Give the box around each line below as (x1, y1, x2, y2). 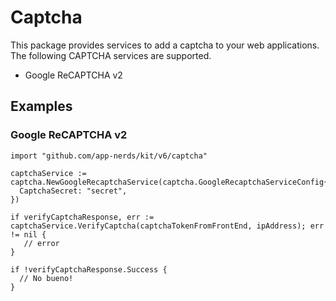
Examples (10, 98, 73, 115)
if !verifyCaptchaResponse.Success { (10, 264, 168, 275)
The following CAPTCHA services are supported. (10, 49, 212, 61)
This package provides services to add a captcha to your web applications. (10, 39, 320, 51)
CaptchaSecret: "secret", (19, 186, 128, 196)
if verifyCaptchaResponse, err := (10, 212, 155, 222)
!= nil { (10, 229, 47, 240)
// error (23, 238, 60, 248)
